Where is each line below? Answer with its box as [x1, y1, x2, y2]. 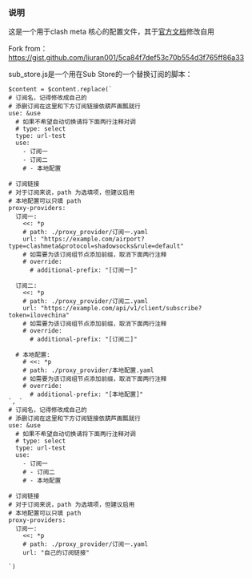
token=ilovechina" [8, 311, 70, 320]
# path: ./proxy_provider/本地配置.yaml [22, 366, 154, 374]
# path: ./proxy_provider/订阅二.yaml [22, 297, 149, 305]
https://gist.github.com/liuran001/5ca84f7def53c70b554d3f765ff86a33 [8, 53, 245, 63]
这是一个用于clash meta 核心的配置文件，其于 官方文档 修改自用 [8, 26, 214, 37]
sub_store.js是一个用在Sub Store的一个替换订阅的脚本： [8, 70, 193, 79]
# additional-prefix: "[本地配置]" [29, 390, 144, 398]
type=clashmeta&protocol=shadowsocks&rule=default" [8, 242, 184, 250]
